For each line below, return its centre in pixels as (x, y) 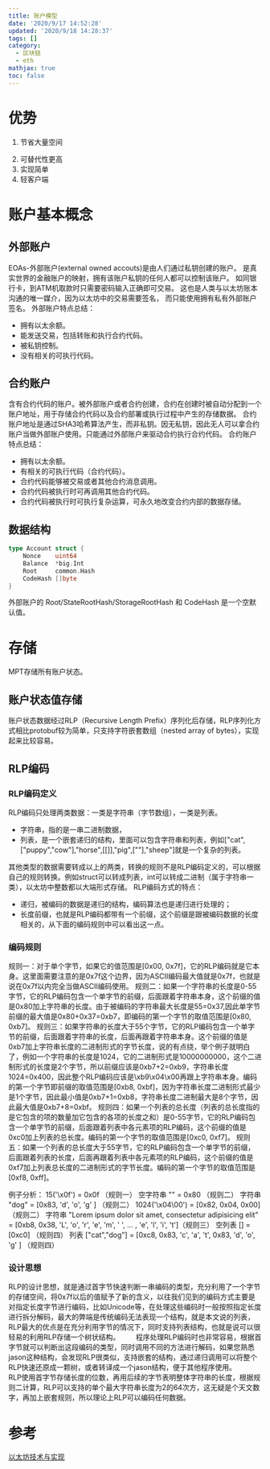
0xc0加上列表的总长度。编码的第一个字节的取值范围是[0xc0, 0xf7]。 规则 (129, 1137)
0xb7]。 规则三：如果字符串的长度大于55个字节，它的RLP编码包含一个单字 (132, 1027)
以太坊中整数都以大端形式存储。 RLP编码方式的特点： (114, 887)
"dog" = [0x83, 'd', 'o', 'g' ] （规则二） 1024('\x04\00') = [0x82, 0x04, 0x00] (135, 1205)
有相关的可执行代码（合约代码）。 (75, 471)
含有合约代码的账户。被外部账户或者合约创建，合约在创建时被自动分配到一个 (135, 404)
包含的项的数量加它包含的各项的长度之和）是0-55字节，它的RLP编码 (135, 1117)
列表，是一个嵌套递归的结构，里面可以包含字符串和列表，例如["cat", (133, 839)
